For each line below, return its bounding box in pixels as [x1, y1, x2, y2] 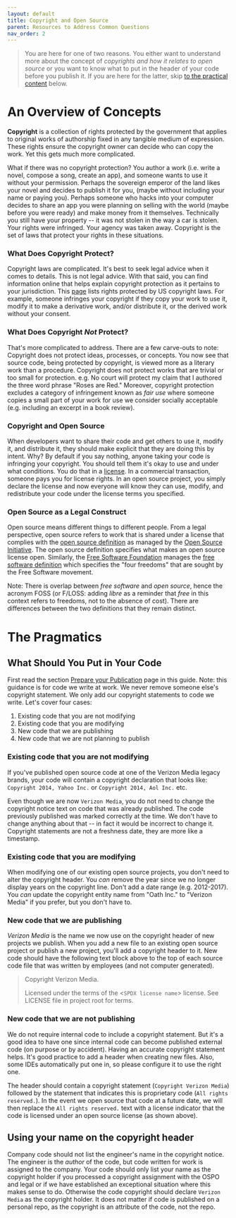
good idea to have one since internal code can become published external [7, 1037, 223, 1046]
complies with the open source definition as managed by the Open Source [7, 538, 223, 547]
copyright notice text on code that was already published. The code [7, 804, 204, 812]
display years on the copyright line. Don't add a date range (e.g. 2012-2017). [7, 883, 229, 891]
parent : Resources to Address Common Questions [7, 23, 150, 30]
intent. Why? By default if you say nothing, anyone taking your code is [7, 452, 211, 461]
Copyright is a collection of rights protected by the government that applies [7, 128, 228, 136]
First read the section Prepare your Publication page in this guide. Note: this [7, 675, 228, 685]
